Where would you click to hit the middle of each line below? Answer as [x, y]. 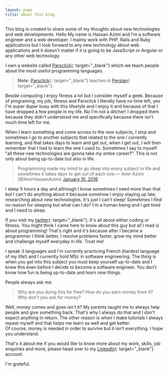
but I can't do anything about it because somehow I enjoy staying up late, [81, 194]
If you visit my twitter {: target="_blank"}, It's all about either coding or [77, 220]
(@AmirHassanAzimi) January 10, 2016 [58, 179]
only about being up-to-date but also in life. [50, 158]
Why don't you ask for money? [49, 297]
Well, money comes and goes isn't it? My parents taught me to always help [82, 307]
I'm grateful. [18, 364]
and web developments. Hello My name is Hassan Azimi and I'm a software [83, 34]
